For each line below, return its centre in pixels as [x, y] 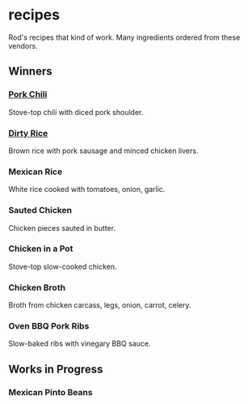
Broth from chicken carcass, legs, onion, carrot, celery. [100, 305]
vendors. [23, 45]
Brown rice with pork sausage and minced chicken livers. [103, 151]
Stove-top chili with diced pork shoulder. [76, 112]
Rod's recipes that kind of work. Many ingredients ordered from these [124, 37]
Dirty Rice [28, 133]
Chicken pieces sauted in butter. [62, 228]
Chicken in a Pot [41, 249]
